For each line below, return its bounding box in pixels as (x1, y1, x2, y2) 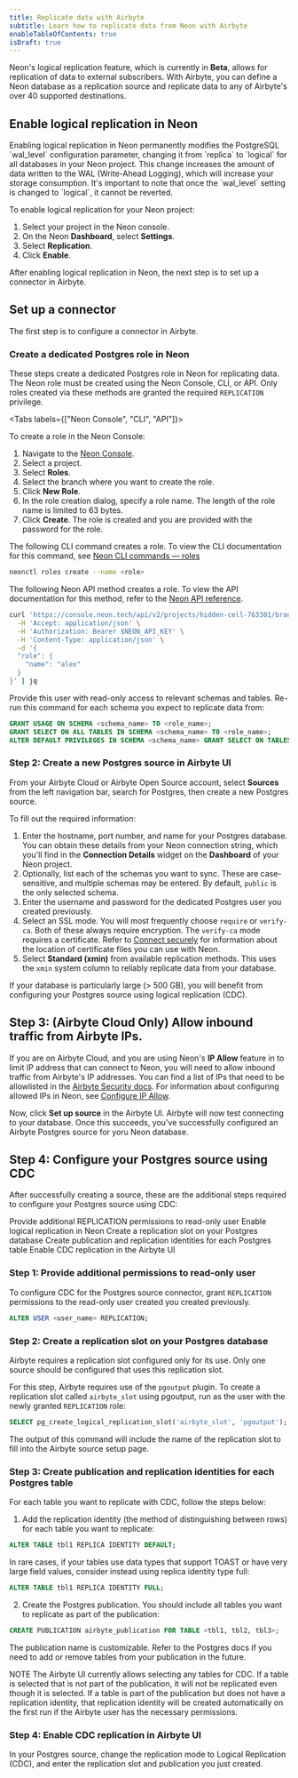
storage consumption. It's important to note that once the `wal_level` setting (9, 178, 286, 188)
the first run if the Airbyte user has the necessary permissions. (9, 1706, 238, 1717)
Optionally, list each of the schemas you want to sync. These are (21, 868, 259, 878)
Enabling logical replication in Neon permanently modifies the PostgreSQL (9, 140, 279, 151)
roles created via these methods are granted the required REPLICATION (9, 388, 264, 398)
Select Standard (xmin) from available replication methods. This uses (21, 953, 277, 964)
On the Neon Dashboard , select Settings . (21, 231, 176, 242)
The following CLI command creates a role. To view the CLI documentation (9, 541, 282, 552)
